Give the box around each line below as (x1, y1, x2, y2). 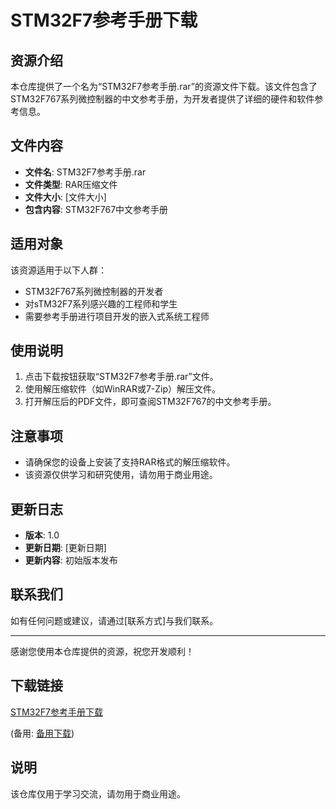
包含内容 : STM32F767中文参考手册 (24, 203, 169, 215)
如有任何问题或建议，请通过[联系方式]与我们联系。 (10, 614, 219, 626)
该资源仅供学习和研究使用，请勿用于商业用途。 (24, 469, 218, 481)
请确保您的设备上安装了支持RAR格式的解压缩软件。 (24, 456, 236, 468)
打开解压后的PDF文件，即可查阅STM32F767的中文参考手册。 (24, 396, 277, 408)
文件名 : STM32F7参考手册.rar (24, 166, 147, 178)
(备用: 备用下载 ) (10, 727, 75, 739)
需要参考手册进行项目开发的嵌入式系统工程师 (24, 310, 210, 322)
